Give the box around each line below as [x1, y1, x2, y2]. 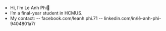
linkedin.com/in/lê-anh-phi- [104, 15, 161, 21]
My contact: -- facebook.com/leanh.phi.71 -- [10, 15, 103, 21]
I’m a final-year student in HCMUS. [10, 10, 83, 16]
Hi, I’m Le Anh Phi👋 [10, 5, 50, 10]
